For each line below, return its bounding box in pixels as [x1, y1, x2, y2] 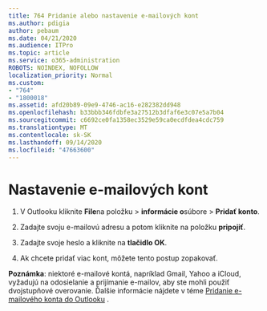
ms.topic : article [8, 49, 70, 57]
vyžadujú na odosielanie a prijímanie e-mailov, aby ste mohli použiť [8, 277, 230, 287]
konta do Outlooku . [43, 294, 110, 305]
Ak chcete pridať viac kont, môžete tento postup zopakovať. [19, 253, 218, 263]
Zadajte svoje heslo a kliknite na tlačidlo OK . [19, 238, 168, 248]
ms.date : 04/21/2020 [8, 34, 78, 42]
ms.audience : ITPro [8, 42, 74, 50]
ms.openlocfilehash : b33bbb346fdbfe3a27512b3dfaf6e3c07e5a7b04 [8, 109, 225, 117]
